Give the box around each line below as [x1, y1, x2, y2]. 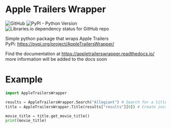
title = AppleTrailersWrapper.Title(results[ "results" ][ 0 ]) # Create [5, 104, 156, 109]
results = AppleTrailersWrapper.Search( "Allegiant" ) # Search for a [5, 100, 154, 105]
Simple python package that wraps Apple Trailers [5, 35, 109, 41]
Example [5, 74, 43, 86]
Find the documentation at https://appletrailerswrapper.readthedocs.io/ [5, 51, 155, 57]
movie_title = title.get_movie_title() [5, 113, 90, 118]
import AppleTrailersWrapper [5, 90, 67, 96]
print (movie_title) [5, 118, 47, 123]
